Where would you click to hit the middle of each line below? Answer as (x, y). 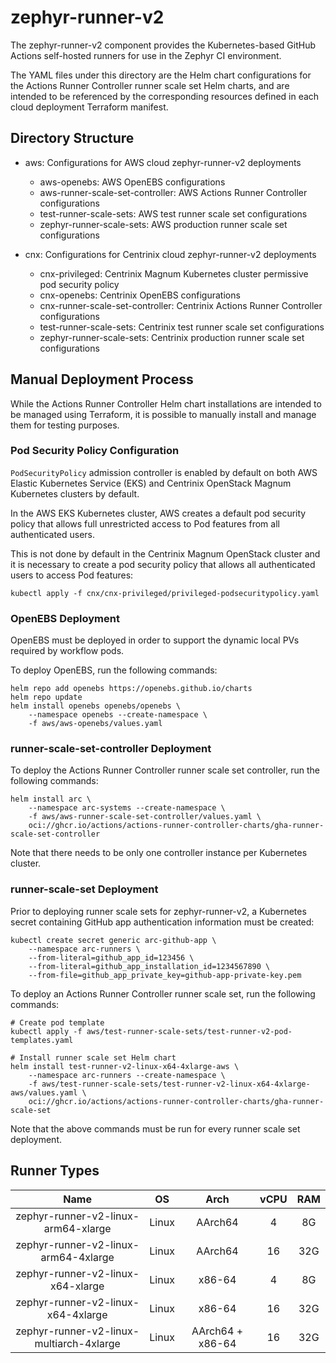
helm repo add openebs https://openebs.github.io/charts (131, 689)
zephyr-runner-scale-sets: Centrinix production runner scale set (172, 337)
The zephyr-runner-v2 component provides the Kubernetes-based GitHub (163, 45)
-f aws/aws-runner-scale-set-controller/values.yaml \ (145, 817)
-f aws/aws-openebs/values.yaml (95, 724)
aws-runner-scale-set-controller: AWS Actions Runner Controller (173, 192)
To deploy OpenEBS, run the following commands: (114, 670)
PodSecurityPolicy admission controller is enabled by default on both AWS (164, 472)
